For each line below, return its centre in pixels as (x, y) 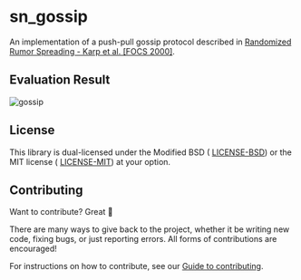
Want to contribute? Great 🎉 (61, 212)
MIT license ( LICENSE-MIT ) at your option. (90, 161)
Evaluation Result (60, 80)
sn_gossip (49, 17)
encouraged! (33, 249)
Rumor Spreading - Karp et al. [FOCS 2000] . (92, 51)
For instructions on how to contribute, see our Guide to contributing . (136, 266)
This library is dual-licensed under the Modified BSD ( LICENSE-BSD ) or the (150, 152)
